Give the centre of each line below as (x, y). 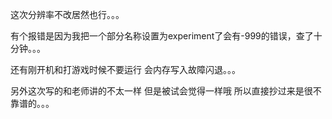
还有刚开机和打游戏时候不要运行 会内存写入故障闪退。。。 (125, 69)
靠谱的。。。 (32, 103)
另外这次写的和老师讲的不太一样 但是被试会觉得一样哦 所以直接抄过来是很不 (166, 91)
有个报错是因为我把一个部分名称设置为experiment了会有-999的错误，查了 (162, 36)
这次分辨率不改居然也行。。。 (67, 14)
